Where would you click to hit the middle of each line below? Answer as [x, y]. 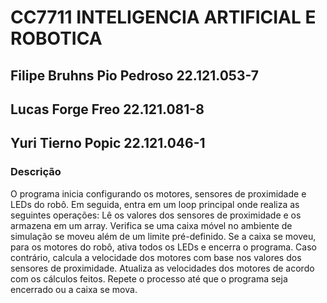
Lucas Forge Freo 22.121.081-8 [107, 109]
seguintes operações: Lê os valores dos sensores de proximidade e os [156, 215]
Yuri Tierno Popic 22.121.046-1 [108, 143]
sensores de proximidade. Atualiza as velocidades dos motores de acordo [162, 268]
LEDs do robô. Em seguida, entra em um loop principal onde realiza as [155, 204]
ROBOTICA [56, 38]
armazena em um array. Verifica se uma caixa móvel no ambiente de [151, 225]
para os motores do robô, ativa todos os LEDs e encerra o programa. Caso [163, 247]
